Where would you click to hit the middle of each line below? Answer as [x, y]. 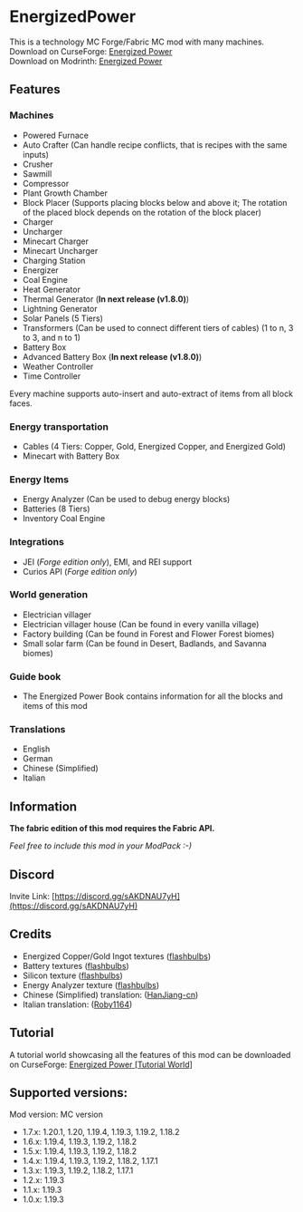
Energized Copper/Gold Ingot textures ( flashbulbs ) [117, 956]
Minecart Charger [55, 241]
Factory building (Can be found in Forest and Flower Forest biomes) [148, 634]
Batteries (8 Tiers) [56, 509]
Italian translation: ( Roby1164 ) [77, 1004]
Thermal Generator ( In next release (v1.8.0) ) [106, 299]
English [36, 749]
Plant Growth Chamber [65, 193]
